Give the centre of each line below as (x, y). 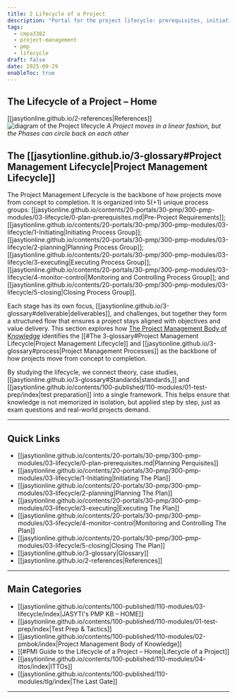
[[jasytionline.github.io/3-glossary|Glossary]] (83, 553)
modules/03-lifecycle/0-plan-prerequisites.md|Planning (99, 462)
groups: (19, 210)
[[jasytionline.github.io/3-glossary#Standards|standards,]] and (98, 380)
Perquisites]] (200, 462)
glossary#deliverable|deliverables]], (60, 313)
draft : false (26, 60)
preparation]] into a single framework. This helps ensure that (141, 395)
